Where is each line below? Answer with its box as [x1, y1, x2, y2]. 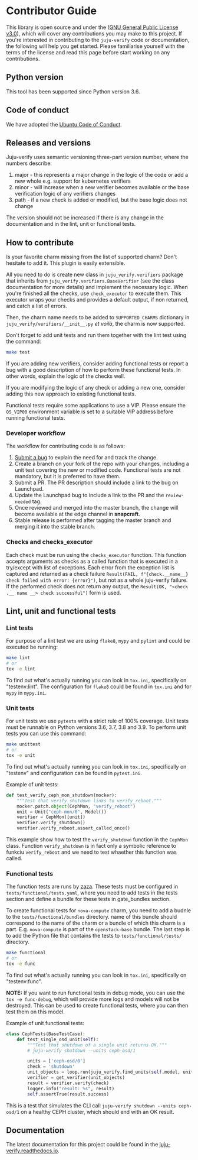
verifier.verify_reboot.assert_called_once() [16, 825, 131, 831]
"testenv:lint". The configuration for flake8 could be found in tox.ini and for [6, 683, 192, 690]
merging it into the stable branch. [14, 523, 95, 530]
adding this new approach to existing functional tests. [6, 390, 137, 397]
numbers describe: [6, 160, 52, 167]
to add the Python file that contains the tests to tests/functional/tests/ [6, 932, 182, 939]
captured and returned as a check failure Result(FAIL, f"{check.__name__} [6, 570, 189, 577]
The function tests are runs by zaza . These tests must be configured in [6, 883, 179, 890]
